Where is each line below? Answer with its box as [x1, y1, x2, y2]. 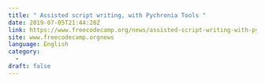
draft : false [8, 62, 51, 70]
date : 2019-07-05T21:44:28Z [8, 19, 101, 27]
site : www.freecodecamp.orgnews [8, 33, 114, 41]
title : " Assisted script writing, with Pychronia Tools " [8, 11, 207, 20]
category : [8, 48, 41, 55]
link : [8, 26, 26, 34]
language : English [8, 41, 69, 48]
